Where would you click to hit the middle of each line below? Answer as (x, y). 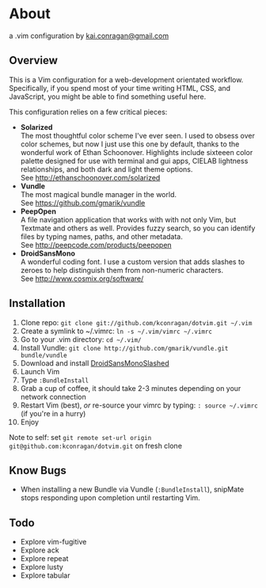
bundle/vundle (44, 355)
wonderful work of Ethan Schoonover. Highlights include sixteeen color (137, 152)
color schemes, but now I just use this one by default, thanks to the (130, 144)
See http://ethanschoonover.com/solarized (90, 177)
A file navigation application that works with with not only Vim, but (128, 219)
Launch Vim (40, 371)
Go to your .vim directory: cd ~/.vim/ (81, 339)
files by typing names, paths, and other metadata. (101, 236)
